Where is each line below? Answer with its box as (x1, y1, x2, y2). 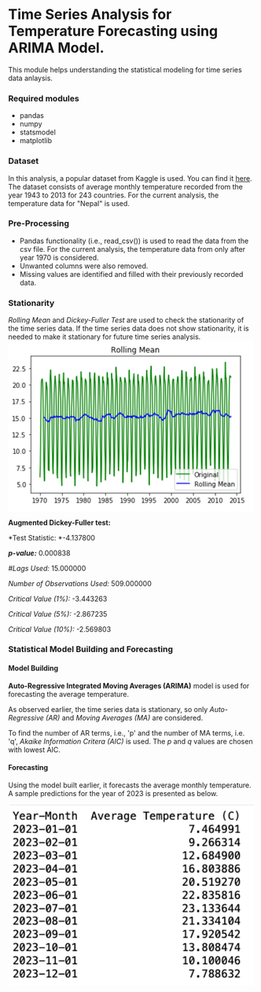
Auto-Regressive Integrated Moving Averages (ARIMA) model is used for (8, 680, 250, 690)
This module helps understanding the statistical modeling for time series (8, 65, 242, 74)
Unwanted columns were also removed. (19, 261, 149, 271)
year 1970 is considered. (19, 253, 100, 262)
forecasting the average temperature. (8, 689, 130, 699)
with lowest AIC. (8, 745, 61, 754)
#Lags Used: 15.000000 (8, 563, 86, 573)
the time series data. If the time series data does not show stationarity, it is (8, 324, 249, 334)
